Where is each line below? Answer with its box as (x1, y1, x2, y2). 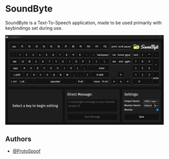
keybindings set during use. (5, 25, 63, 31)
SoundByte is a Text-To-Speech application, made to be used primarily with (5, 20, 162, 26)
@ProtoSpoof (12, 148, 41, 154)
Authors (5, 134, 32, 143)
